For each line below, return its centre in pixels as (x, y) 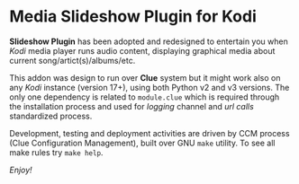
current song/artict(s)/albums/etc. (72, 60)
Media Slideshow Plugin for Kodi (133, 17)
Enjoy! (21, 170)
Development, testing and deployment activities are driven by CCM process (149, 133)
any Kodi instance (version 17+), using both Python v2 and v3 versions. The (149, 87)
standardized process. (51, 116)
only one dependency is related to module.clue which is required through (145, 97)
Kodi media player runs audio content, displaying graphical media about (142, 50)
